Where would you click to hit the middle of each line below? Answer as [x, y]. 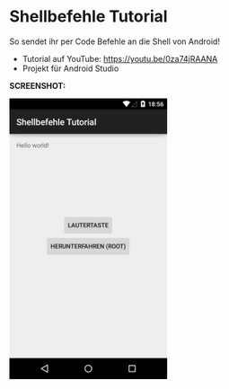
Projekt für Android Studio [70, 68]
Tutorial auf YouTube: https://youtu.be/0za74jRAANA [120, 58]
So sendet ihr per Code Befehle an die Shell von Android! [114, 41]
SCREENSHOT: [37, 85]
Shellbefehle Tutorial [88, 17]
